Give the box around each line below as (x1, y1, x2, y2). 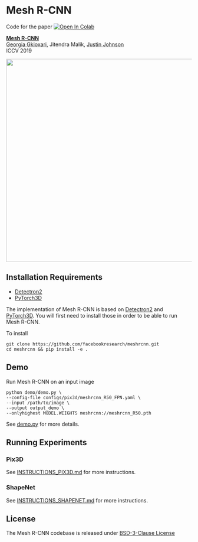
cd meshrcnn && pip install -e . (6, 346, 88, 352)
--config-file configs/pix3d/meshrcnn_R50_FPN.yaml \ (6, 394, 141, 400)
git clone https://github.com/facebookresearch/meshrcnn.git (6, 341, 160, 347)
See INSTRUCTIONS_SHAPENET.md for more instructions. (6, 497, 148, 504)
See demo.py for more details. (6, 420, 80, 427)
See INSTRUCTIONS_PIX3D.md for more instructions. (6, 469, 136, 476)
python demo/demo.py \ (6, 389, 62, 396)
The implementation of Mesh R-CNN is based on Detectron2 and (6, 305, 163, 313)
